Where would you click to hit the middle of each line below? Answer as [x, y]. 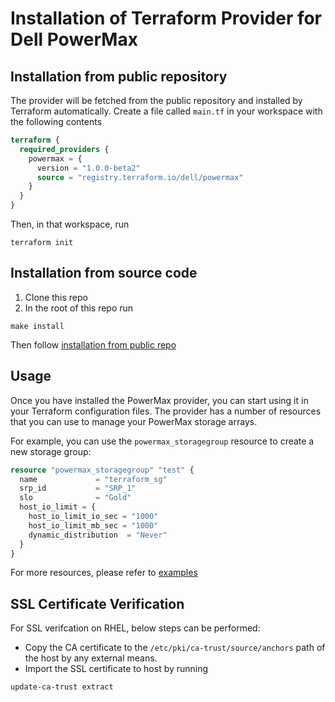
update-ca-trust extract [62, 687]
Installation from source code [104, 273]
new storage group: [51, 451]
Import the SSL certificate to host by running [116, 669]
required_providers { [64, 149]
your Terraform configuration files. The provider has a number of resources [166, 411]
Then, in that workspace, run [70, 224]
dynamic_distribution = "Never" [98, 535]
